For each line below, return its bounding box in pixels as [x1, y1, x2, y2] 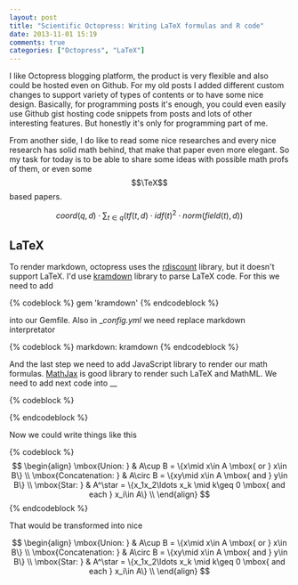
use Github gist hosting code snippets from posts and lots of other [9, 109, 253, 119]
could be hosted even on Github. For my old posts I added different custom [9, 80, 285, 91]
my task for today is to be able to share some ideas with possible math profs [9, 154, 289, 165]
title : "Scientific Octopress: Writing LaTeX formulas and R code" [9, 21, 265, 30]
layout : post [9, 12, 58, 22]
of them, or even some [9, 164, 93, 175]
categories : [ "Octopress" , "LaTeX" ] [9, 46, 145, 55]
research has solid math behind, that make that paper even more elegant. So [9, 144, 290, 156]
